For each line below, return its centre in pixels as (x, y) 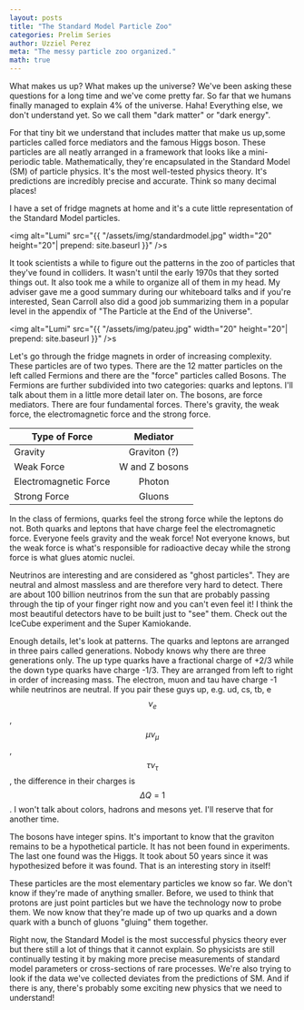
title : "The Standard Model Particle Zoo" (91, 26)
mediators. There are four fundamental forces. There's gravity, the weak (144, 404)
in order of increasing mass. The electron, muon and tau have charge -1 (143, 680)
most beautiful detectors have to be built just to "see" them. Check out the (148, 614)
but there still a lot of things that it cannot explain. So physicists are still (142, 949)
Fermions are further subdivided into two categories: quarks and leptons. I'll (151, 385)
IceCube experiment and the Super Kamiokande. (101, 623)
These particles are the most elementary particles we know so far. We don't (151, 884)
